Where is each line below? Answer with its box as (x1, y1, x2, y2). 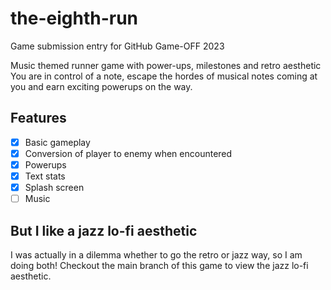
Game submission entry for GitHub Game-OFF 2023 (10, 40, 225, 52)
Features (10, 110, 67, 127)
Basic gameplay (24, 136, 91, 148)
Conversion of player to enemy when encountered (24, 147, 233, 159)
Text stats (24, 170, 66, 182)
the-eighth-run (10, 7, 139, 30)
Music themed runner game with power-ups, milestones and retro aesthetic (10, 59, 322, 71)
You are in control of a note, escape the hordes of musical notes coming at (10, 70, 318, 82)
